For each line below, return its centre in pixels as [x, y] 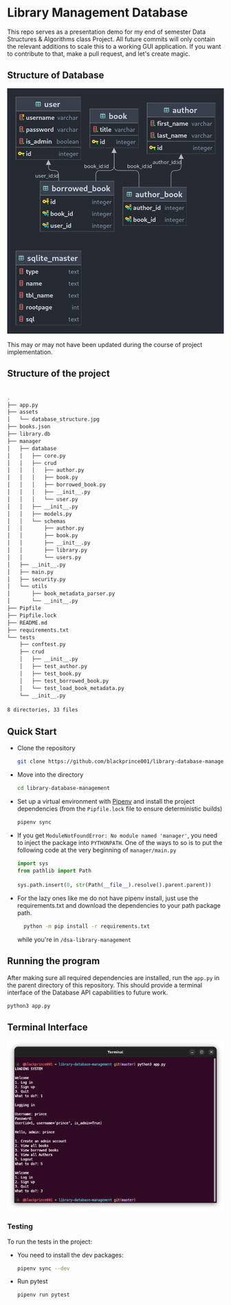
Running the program [54, 961]
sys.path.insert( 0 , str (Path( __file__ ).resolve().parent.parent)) [114, 885]
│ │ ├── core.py [37, 456]
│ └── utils [27, 587]
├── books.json [29, 427]
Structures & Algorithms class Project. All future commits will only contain [111, 39]
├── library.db [29, 434]
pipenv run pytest [43, 1295]
